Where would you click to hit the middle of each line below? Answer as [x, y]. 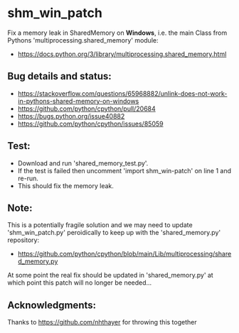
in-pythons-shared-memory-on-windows [78, 101]
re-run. [28, 178]
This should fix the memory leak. [65, 185]
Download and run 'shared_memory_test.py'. [83, 163]
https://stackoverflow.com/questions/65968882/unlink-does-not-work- [122, 93]
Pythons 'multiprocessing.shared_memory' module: [83, 40]
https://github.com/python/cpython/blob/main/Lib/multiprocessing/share [124, 254]
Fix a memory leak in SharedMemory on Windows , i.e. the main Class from [117, 33]
